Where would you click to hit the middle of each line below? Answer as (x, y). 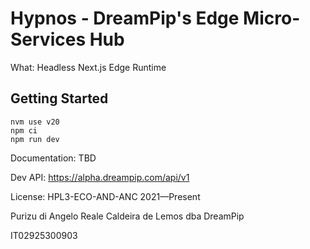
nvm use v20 (35, 122)
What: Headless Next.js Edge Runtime (88, 67)
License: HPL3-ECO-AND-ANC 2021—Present (105, 196)
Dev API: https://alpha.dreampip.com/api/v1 (100, 177)
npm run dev (35, 139)
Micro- (272, 18)
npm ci (24, 130)
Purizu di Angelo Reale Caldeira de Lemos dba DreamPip (127, 216)
